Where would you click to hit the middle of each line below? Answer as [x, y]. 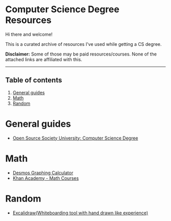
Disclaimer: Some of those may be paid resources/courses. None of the [81, 54]
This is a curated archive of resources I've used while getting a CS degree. [83, 44]
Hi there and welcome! [29, 34]
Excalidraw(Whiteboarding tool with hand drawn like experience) [80, 213]
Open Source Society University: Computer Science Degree [75, 138]
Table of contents [34, 80]
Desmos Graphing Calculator [43, 173]
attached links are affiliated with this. [44, 59]
